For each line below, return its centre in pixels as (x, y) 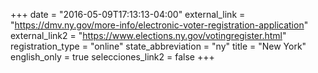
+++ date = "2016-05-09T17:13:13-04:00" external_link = (128, 14)
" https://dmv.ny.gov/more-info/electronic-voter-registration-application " (159, 25)
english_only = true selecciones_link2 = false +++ (112, 57)
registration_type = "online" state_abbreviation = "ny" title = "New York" (158, 46)
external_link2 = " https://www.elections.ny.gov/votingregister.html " (148, 35)
